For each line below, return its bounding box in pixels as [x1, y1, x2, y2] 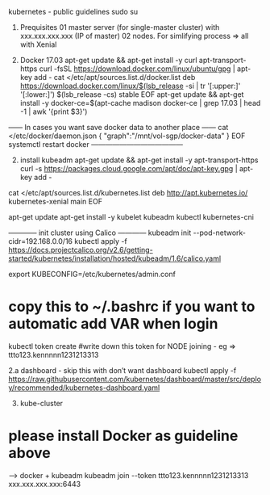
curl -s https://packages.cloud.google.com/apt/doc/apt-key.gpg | [19, 164, 238, 173]
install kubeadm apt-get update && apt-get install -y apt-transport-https [19, 155, 259, 165]
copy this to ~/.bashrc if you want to [8, 298, 255, 316]
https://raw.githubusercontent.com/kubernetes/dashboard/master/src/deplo [8, 374, 262, 384]
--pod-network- [193, 228, 247, 237]
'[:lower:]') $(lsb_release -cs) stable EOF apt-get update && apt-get [19, 90, 244, 99]
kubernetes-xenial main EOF [8, 197, 103, 206]
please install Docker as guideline [8, 427, 239, 445]
